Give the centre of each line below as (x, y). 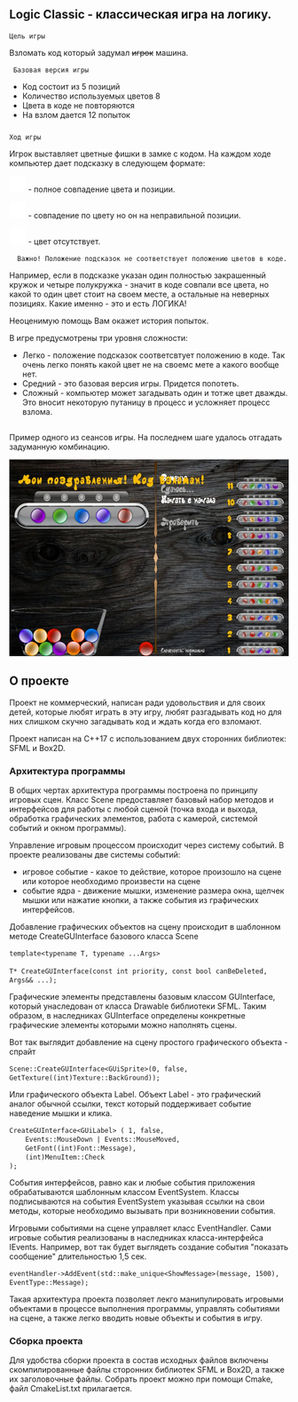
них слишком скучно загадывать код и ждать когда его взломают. (135, 721)
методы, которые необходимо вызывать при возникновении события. (142, 1210)
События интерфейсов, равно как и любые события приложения (132, 1182)
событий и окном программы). (68, 828)
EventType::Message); (49, 1282)
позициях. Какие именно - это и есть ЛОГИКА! (98, 303)
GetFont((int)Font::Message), (81, 1148)
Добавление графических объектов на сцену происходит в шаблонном (145, 926)
